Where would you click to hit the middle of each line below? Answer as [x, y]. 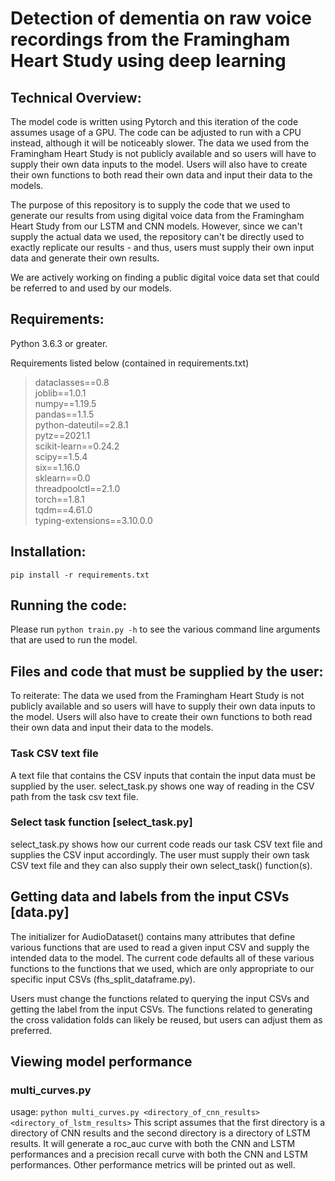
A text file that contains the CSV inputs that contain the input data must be [163, 775]
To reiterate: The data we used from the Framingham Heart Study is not [157, 696]
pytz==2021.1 [62, 435]
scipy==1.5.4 [61, 456]
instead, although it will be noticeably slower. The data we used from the [160, 143]
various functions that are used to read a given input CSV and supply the [160, 947]
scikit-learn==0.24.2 [77, 446]
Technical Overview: [76, 97]
